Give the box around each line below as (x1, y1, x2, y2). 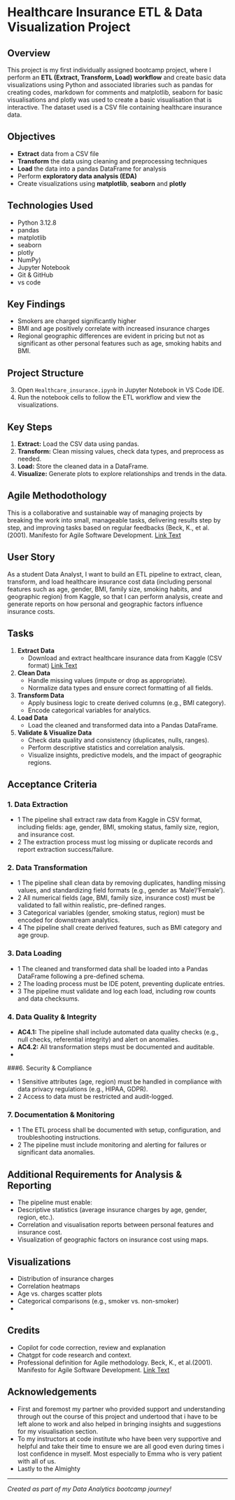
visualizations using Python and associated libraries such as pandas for (7, 81, 213, 88)
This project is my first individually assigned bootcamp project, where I (7, 66, 211, 74)
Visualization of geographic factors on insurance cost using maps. (17, 1235, 208, 1244)
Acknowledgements (7, 1386, 97, 1398)
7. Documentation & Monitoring (7, 1110, 115, 1119)
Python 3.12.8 (17, 218, 57, 227)
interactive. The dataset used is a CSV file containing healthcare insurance (7, 103, 222, 111)
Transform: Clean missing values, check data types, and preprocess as (17, 447, 225, 456)
